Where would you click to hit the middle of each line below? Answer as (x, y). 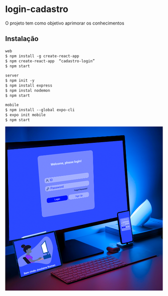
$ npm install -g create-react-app (42, 56)
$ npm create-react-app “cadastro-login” (50, 61)
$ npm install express (29, 85)
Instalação (22, 39)
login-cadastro (37, 9)
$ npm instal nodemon (28, 90)
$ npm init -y (20, 80)
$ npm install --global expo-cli (40, 110)
